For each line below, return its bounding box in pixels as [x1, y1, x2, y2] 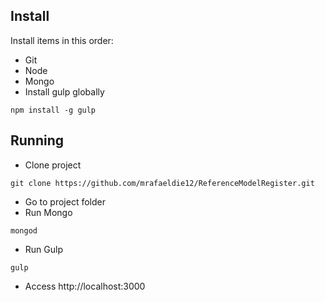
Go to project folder [24, 195, 106, 208]
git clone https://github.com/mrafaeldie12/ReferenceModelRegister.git [10, 178, 315, 188]
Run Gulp [24, 243, 63, 255]
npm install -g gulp [10, 105, 97, 115]
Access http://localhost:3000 [24, 280, 146, 292]
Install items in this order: [10, 34, 114, 46]
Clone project [24, 159, 82, 171]
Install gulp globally [24, 85, 105, 98]
